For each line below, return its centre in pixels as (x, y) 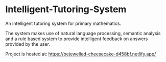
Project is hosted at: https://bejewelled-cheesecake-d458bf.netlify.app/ (81, 54)
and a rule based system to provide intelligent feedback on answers (77, 39)
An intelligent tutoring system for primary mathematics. (63, 23)
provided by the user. (28, 44)
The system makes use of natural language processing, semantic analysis (83, 33)
